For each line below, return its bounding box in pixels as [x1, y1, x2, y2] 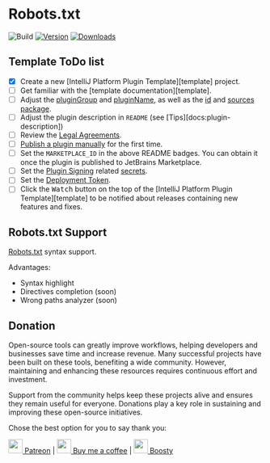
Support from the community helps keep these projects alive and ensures [8, 390, 253, 400]
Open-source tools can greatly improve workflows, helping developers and [8, 340, 259, 350]
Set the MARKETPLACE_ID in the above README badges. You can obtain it [19, 149, 259, 158]
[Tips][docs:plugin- [166, 112, 231, 122]
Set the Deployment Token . [19, 175, 112, 185]
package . [19, 103, 52, 113]
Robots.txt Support [8, 225, 108, 239]
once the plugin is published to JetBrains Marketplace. [19, 158, 202, 167]
